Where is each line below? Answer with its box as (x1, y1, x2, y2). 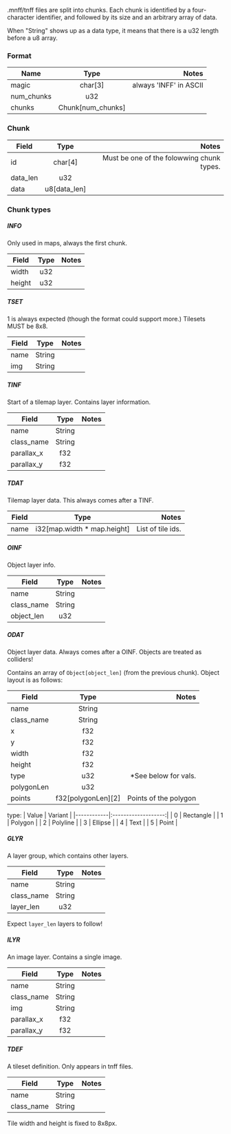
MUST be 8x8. (7, 322, 48, 330)
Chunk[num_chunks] (58, 103, 126, 112)
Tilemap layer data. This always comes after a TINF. (7, 496, 154, 505)
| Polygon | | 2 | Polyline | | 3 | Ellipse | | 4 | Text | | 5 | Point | (7, 818, 178, 827)
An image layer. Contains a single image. (7, 953, 122, 961)
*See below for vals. (130, 771, 197, 781)
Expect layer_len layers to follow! (7, 920, 103, 928)
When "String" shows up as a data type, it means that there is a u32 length (7, 27, 219, 34)
